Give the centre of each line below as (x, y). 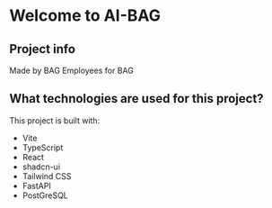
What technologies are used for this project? (136, 99)
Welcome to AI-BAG (85, 16)
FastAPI (36, 185)
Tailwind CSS (47, 176)
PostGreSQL (45, 195)
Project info (43, 49)
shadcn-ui (41, 167)
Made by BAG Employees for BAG (72, 70)
